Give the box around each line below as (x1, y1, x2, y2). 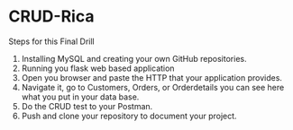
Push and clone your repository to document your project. (21, 110, 237, 121)
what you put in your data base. (21, 91, 140, 102)
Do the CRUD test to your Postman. (21, 100, 153, 111)
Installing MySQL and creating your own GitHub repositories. (21, 53, 247, 64)
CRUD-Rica (8, 6, 95, 27)
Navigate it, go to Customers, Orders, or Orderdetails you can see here (21, 82, 285, 92)
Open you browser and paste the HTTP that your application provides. (21, 72, 283, 82)
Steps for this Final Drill (8, 36, 96, 47)
